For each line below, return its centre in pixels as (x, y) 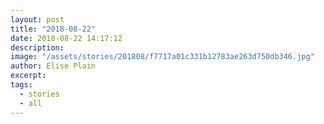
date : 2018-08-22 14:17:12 (66, 38)
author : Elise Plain (53, 66)
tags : (21, 85)
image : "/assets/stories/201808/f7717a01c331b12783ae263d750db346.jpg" (162, 57)
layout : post (37, 19)
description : (37, 47)
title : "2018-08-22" (53, 29)
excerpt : (28, 76)
